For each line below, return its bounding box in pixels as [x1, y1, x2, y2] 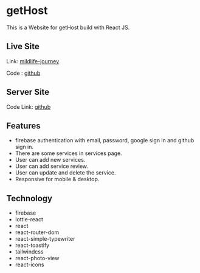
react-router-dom [15, 229, 60, 236]
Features [6, 120, 41, 131]
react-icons [15, 261, 44, 268]
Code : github [6, 69, 41, 77]
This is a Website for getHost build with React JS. [6, 24, 130, 31]
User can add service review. [15, 162, 89, 170]
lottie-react [15, 216, 44, 223]
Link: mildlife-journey [6, 57, 60, 64]
